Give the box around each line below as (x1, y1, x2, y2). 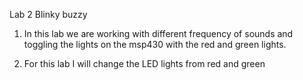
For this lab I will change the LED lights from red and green (23, 58, 266, 69)
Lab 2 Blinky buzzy (9, 9, 88, 20)
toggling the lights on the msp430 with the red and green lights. (23, 39, 287, 50)
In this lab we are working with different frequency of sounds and (23, 28, 294, 39)
